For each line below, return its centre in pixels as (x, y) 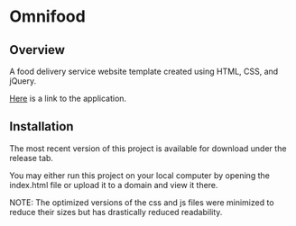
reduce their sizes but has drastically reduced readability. (116, 212)
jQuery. (23, 81)
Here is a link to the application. (68, 98)
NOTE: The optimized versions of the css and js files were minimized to (142, 202)
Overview (37, 50)
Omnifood (47, 17)
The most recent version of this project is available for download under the (148, 148)
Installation (42, 127)
